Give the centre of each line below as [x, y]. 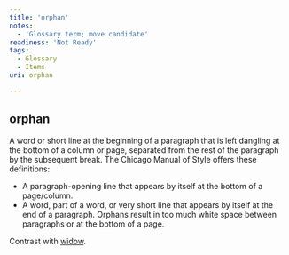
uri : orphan [31, 76]
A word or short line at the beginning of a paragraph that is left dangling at [144, 140]
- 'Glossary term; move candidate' [83, 34]
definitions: [30, 169]
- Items [31, 68]
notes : [21, 26]
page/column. [47, 195]
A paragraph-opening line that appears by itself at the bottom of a [142, 186]
